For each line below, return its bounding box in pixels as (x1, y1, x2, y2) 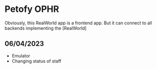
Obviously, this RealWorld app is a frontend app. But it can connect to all (4, 20, 152, 26)
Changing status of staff (11, 58, 61, 64)
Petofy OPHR (4, 3, 59, 15)
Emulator (11, 53, 31, 59)
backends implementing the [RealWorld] (4, 25, 87, 31)
